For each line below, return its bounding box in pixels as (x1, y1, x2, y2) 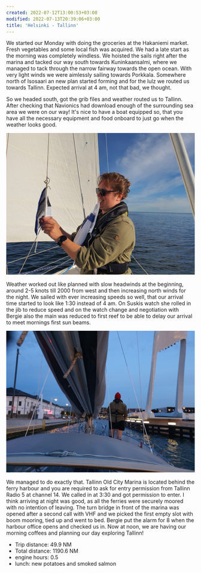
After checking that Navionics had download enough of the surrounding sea (6, 102, 193, 109)
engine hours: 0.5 (14, 554, 59, 561)
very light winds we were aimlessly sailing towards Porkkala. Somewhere (6, 71, 187, 79)
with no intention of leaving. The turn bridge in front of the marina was (6, 504, 179, 511)
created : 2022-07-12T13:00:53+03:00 (6, 10, 98, 16)
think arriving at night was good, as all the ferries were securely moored (6, 497, 184, 505)
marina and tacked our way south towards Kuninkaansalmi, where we (6, 59, 178, 66)
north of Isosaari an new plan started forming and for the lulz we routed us (6, 78, 190, 85)
